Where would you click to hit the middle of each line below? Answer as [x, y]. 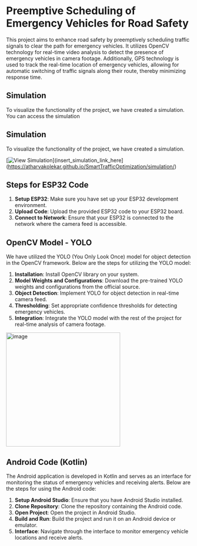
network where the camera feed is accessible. [71, 224]
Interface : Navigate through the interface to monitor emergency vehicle [101, 531]
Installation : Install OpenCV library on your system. [77, 274]
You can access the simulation [43, 116]
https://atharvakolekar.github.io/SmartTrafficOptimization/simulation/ [91, 167]
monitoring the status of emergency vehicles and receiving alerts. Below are [98, 482]
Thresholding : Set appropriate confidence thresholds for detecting [96, 306]
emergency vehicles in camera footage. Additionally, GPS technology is [93, 58]
